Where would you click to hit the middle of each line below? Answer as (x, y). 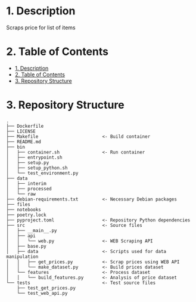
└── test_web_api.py (42, 293)
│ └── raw (21, 194)
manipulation (22, 257)
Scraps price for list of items (41, 27)
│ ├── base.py (26, 246)
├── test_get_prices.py (46, 288)
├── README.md (24, 141)
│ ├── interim (26, 183)
